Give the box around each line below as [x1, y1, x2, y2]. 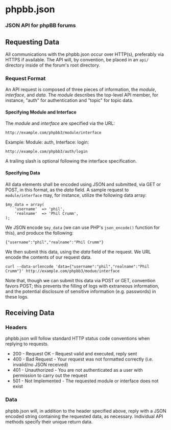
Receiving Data [5, 308, 55, 318]
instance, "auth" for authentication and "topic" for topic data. [5, 97, 134, 103]
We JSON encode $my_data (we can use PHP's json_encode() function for [5, 224, 160, 231]
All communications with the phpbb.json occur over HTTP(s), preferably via [5, 51, 164, 57]
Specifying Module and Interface [5, 109, 77, 115]
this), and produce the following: [5, 230, 74, 236]
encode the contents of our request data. [5, 254, 92, 260]
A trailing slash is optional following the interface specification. [5, 158, 137, 164]
